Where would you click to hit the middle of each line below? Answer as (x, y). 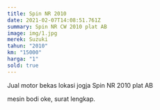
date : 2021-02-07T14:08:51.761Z (54, 20)
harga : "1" (23, 59)
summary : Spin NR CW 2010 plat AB (57, 26)
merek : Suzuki (28, 40)
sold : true (23, 65)
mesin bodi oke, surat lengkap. (51, 99)
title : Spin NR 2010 (37, 14)
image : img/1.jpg (32, 33)
